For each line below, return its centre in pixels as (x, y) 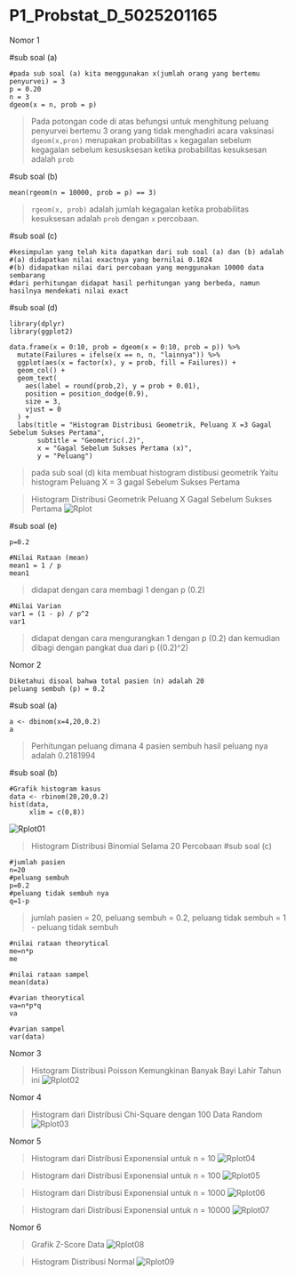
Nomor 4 (25, 1097)
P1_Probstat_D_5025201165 (113, 16)
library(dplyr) (37, 324)
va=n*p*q (25, 1006)
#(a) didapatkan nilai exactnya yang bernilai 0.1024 (111, 260)
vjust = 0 (44, 409)
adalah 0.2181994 (63, 755)
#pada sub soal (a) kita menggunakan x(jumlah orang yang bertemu (135, 73)
